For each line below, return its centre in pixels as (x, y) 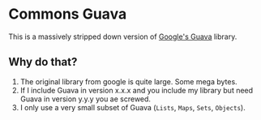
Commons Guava (68, 14)
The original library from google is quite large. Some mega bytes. (128, 81)
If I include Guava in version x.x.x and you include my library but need (137, 90)
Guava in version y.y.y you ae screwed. (86, 99)
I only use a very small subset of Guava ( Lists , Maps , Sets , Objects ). (133, 107)
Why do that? (43, 62)
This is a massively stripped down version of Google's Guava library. (123, 36)
